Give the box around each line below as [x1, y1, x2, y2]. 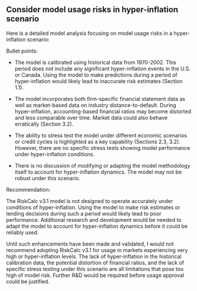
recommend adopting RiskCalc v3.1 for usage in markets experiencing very [6, 246, 188, 253]
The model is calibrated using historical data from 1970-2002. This [14, 58, 177, 66]
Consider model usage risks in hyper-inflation [6, 5, 179, 15]
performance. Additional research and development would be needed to [6, 216, 182, 223]
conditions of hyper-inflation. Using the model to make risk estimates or [6, 204, 180, 211]
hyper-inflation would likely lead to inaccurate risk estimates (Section [14, 77, 183, 84]
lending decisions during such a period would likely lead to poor [6, 210, 162, 217]
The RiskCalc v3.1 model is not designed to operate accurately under [6, 197, 173, 204]
